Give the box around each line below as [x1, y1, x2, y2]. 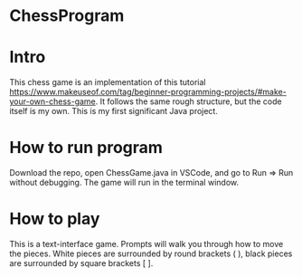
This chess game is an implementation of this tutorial [9, 77, 206, 88]
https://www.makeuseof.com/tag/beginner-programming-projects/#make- [9, 87, 287, 98]
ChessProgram [9, 5, 125, 26]
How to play [9, 209, 100, 229]
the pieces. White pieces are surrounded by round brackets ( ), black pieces [9, 248, 293, 259]
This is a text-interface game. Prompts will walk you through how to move [9, 239, 284, 249]
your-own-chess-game [9, 96, 97, 107]
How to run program [9, 138, 163, 158]
